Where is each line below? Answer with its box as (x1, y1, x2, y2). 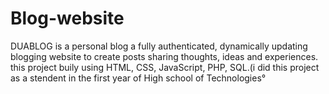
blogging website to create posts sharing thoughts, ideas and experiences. (10, 50, 319, 62)
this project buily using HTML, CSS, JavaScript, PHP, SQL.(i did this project (10, 61, 320, 73)
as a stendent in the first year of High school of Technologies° (10, 72, 267, 84)
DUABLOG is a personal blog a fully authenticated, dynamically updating (10, 40, 308, 52)
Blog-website (10, 7, 125, 30)
